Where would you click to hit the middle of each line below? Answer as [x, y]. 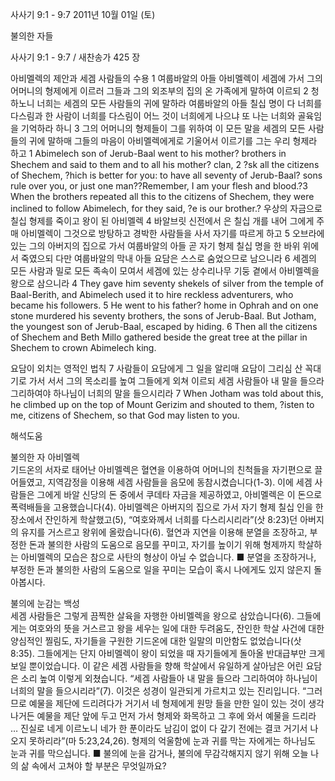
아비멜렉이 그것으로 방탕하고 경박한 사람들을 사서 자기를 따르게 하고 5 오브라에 [172, 233]
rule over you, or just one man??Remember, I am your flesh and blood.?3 [159, 186]
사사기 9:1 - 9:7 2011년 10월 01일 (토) [83, 14]
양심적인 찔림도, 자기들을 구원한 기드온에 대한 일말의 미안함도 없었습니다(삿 [156, 641]
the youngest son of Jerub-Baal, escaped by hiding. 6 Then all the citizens [164, 326]
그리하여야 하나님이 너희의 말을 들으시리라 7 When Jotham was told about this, [167, 393]
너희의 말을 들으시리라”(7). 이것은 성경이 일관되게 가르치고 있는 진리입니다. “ [158, 691]
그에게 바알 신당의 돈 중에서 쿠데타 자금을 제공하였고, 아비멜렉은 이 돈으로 [179, 494]
